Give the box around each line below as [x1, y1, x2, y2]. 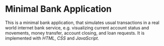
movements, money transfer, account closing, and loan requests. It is [5, 30, 145, 36]
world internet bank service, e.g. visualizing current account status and [5, 24, 149, 30]
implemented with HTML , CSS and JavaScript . [5, 35, 99, 41]
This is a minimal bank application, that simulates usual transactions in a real [5, 20, 160, 25]
